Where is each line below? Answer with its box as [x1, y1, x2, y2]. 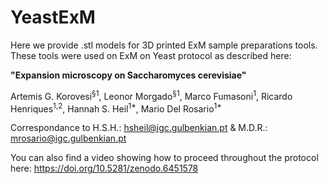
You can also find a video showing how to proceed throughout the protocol [10, 152, 319, 164]
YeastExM [10, 6, 96, 29]
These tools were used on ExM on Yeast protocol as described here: [10, 49, 292, 61]
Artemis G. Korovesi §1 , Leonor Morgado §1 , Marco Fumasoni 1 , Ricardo [10, 88, 293, 102]
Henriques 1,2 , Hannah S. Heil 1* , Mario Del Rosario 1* [10, 101, 222, 115]
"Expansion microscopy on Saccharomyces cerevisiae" [10, 69, 247, 81]
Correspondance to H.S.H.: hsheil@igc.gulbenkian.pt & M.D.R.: [10, 122, 268, 134]
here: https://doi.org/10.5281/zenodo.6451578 [10, 162, 199, 175]
